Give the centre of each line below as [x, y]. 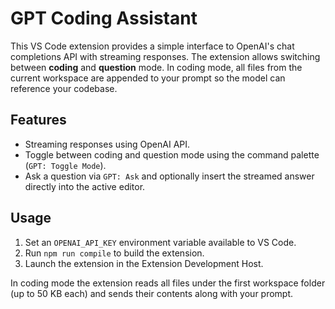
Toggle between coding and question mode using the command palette [172, 154]
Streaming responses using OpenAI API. [107, 144]
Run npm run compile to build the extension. [114, 253]
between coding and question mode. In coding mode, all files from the [156, 67]
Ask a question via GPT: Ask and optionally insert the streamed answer [169, 176]
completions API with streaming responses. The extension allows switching [165, 56]
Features [38, 120]
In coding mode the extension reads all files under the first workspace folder [168, 283]
